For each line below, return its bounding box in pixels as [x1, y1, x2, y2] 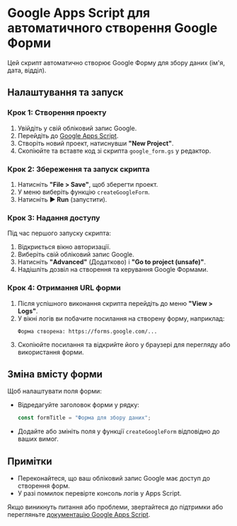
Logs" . [17, 307, 38, 315]
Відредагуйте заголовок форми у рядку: [17, 401, 140, 409]
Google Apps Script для [7, 5, 151, 21]
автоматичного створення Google [7, 20, 218, 36]
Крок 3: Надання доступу [7, 212, 100, 222]
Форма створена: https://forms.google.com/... [17, 328, 158, 335]
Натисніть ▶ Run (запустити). [17, 195, 108, 203]
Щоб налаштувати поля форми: [7, 387, 103, 396]
